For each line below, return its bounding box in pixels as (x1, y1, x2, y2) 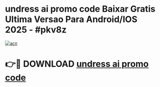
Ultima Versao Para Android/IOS (5, 14, 138, 25)
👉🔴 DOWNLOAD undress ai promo (5, 59, 149, 69)
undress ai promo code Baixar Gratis (5, 3, 156, 15)
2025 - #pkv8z (5, 24, 67, 35)
